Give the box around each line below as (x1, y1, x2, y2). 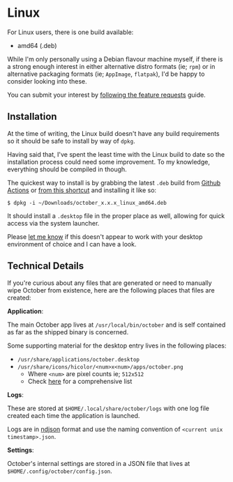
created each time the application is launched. (7, 411, 140, 419)
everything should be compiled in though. (7, 165, 127, 173)
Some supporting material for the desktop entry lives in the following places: (7, 341, 227, 350)
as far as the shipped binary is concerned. (7, 327, 129, 336)
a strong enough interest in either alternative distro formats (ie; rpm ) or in (7, 62, 216, 70)
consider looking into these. (7, 77, 87, 85)
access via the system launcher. (7, 219, 100, 227)
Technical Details (7, 260, 84, 272)
